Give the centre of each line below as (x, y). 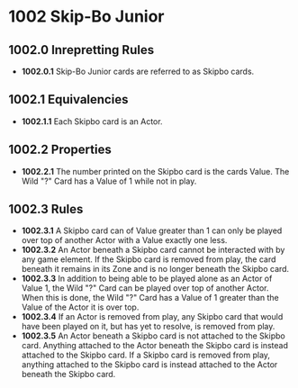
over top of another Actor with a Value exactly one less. (124, 240)
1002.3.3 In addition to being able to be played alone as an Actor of (147, 279)
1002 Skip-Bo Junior (86, 17)
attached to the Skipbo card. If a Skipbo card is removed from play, (146, 355)
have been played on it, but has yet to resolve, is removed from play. (148, 327)
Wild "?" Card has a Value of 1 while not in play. (109, 181)
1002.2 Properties (60, 150)
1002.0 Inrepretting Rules (81, 50)
